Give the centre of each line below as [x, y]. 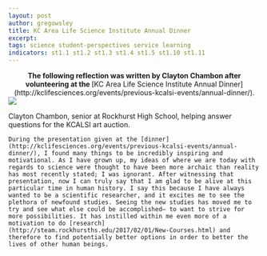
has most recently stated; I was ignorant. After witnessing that [121, 174]
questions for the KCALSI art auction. [69, 124]
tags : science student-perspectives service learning [100, 46]
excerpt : [23, 38]
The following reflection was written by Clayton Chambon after [134, 76]
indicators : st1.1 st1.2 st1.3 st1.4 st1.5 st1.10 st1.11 [107, 53]
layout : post [30, 16]
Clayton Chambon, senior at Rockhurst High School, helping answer [120, 116]
